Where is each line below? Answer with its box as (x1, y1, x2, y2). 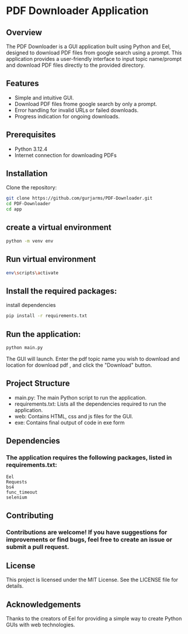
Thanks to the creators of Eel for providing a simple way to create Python (6, 615, 182, 622)
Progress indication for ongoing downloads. (14, 113, 120, 120)
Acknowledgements (6, 599, 81, 609)
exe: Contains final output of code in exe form (14, 419, 125, 426)
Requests (6, 479, 27, 485)
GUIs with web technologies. (6, 621, 75, 628)
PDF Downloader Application (6, 4, 149, 18)
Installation (6, 169, 48, 179)
